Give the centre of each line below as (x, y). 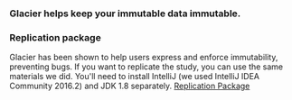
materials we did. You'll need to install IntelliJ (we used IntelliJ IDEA (135, 77)
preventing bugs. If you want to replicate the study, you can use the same (146, 67)
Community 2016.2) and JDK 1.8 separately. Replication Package (130, 86)
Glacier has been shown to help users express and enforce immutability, (144, 58)
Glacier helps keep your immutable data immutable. (125, 14)
